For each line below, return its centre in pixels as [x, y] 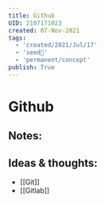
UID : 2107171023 [35, 23]
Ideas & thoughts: [53, 163]
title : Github [32, 16]
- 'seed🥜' [31, 52]
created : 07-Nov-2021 [44, 30]
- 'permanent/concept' [53, 60]
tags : [17, 38]
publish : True [32, 68]
